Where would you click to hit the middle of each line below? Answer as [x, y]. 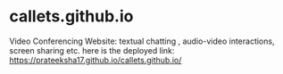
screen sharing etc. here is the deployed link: [92, 50]
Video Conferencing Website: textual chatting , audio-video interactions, [142, 41]
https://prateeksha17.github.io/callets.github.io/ [96, 60]
